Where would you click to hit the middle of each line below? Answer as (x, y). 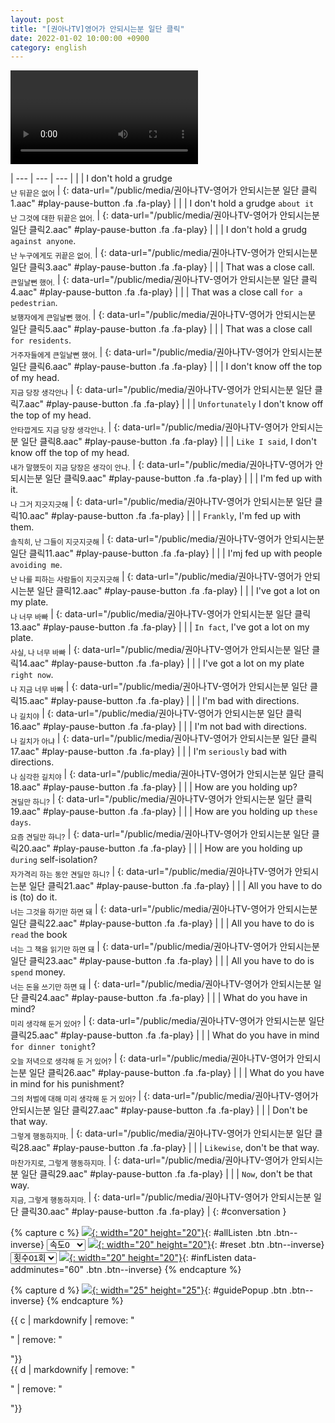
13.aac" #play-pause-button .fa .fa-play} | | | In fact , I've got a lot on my (160, 627)
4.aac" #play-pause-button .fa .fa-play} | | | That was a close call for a (156, 292)
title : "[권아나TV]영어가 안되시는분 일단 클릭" (97, 29)
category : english (48, 47)
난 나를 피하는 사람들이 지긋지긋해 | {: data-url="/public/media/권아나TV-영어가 (156, 578)
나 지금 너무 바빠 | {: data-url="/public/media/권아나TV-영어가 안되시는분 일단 (159, 688)
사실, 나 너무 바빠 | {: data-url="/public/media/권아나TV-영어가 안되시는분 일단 (160, 650)
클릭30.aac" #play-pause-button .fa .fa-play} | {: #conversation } (153, 1212)
